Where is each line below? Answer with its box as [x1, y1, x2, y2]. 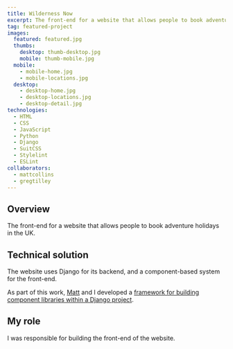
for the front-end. [7, 275, 58, 283]
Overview [7, 203, 51, 215]
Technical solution [7, 249, 89, 260]
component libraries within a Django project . [7, 296, 134, 303]
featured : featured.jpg [13, 36, 82, 43]
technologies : [7, 107, 49, 114]
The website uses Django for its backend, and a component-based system [7, 267, 221, 276]
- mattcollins [13, 171, 54, 178]
